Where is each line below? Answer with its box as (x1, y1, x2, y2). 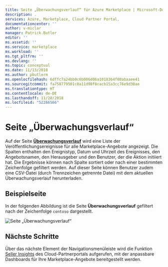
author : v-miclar (5, 26, 41, 31)
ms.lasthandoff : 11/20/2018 (5, 95, 64, 100)
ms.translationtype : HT (5, 86, 55, 91)
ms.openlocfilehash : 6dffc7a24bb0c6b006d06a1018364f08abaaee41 (5, 77, 140, 82)
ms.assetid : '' (5, 40, 37, 45)
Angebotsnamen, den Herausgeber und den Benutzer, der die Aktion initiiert (5, 154, 162, 160)
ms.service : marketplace (5, 44, 57, 49)
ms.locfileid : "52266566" (5, 100, 59, 105)
